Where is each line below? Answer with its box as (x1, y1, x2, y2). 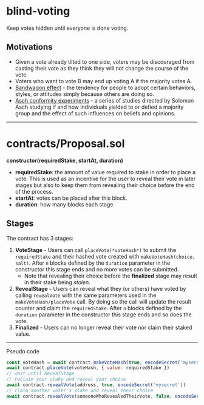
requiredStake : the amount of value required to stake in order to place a (15, 168, 196, 175)
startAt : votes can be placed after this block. (15, 194, 127, 202)
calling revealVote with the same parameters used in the (15, 291, 157, 299)
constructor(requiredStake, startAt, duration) (6, 157, 123, 164)
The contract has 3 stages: (6, 234, 74, 242)
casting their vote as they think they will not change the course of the (15, 64, 189, 72)
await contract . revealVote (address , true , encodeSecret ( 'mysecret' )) (6, 382, 186, 388)
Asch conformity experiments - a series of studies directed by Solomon (15, 97, 194, 104)
